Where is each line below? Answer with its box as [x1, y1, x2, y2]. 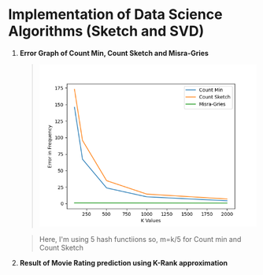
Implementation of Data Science [8, 6, 223, 24]
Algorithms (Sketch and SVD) [8, 22, 205, 40]
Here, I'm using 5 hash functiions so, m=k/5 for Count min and [39, 235, 242, 244]
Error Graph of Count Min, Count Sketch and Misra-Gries [19, 48, 209, 58]
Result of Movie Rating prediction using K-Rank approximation [19, 258, 228, 268]
